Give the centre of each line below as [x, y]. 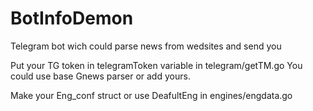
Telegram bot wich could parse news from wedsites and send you [146, 46]
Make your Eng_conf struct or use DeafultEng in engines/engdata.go [151, 95]
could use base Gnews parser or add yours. [100, 76]
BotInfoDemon [72, 18]
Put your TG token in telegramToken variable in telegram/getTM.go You [156, 65]
